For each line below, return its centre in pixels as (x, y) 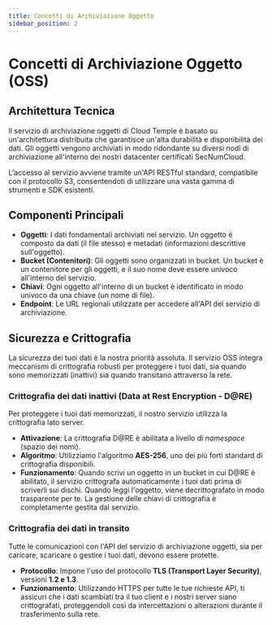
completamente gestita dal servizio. (80, 507)
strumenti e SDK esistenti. (52, 190)
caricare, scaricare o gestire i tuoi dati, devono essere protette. (114, 555)
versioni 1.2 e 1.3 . (49, 579)
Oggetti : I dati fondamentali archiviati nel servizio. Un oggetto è (126, 235)
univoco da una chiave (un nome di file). (87, 295)
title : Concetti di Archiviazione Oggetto (81, 16)
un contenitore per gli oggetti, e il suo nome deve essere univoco (129, 269)
